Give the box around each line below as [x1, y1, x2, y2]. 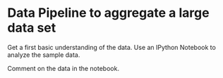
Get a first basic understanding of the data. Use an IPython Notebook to [7, 43, 217, 51]
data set [7, 20, 56, 36]
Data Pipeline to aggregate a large [7, 5, 210, 21]
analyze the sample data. [7, 51, 80, 59]
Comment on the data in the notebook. [7, 64, 120, 72]
